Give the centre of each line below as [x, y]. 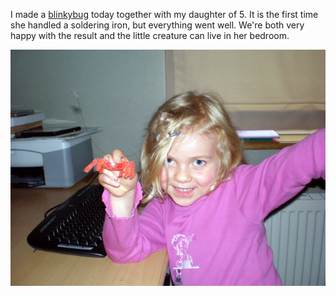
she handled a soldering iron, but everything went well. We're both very [157, 25]
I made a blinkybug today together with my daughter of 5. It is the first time [164, 14]
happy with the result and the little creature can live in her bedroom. [150, 35]
